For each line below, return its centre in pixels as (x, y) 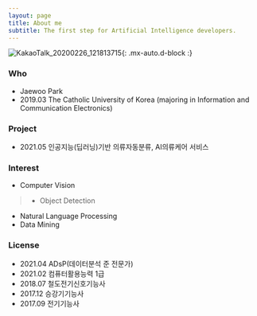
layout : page (30, 16)
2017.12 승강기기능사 (52, 293)
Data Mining (39, 224)
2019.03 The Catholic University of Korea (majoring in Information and (134, 99)
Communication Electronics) (66, 107)
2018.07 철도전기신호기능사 (62, 283)
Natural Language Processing (68, 217)
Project (23, 128)
